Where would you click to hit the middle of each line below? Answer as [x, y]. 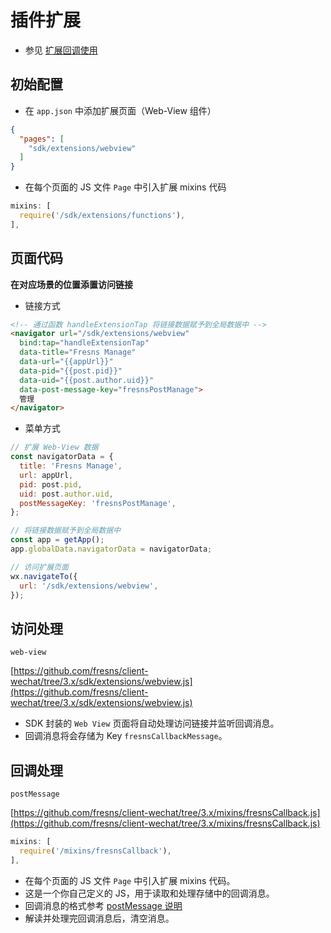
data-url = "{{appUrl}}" [66, 362]
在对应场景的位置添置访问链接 [71, 284]
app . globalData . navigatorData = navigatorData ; [111, 549]
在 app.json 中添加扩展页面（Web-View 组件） [120, 110]
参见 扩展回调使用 [61, 50]
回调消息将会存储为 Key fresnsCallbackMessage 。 [126, 736]
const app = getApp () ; [57, 540]
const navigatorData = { [62, 457]
